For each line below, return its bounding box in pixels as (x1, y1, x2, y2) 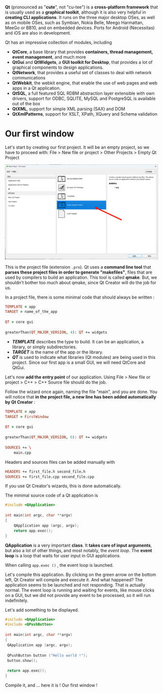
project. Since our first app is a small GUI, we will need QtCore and (12, 359, 146, 365)
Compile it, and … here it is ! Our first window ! (5, 682, 98, 688)
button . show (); (7, 658, 38, 663)
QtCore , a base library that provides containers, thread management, (12, 49, 153, 55)
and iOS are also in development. (5, 30, 71, 36)
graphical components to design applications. (12, 64, 104, 70)
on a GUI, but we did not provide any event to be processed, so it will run (5, 592, 151, 598)
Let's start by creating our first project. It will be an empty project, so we (5, 144, 149, 150)
